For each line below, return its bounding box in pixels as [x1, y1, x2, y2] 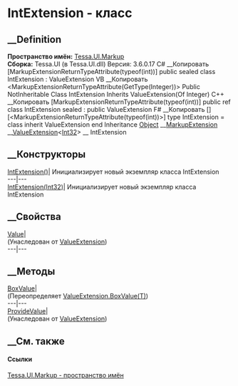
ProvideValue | [7, 307, 48, 315]
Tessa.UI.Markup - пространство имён [7, 371, 125, 380]
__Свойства [7, 211, 62, 223]
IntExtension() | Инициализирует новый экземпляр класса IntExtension [7, 167, 219, 176]
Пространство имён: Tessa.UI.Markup [7, 52, 125, 61]
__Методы [7, 266, 56, 278]
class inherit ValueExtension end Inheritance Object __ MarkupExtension [7, 120, 218, 129]
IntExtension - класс [7, 5, 133, 21]
